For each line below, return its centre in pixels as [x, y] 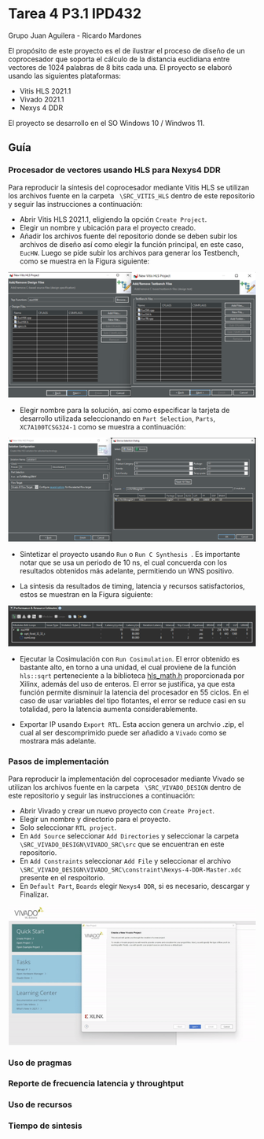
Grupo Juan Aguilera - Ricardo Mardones [75, 35]
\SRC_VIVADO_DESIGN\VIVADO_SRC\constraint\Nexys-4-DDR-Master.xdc [130, 870]
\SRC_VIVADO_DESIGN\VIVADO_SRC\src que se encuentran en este [122, 844]
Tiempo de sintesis [45, 1126]
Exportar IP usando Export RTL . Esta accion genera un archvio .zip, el [132, 724]
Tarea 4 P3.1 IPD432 [75, 14]
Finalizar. [34, 894]
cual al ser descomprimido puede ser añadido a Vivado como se [123, 733]
